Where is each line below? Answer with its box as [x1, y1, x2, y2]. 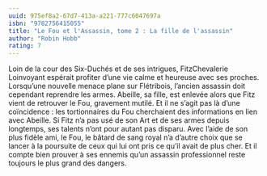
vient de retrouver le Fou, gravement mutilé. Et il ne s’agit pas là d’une [8, 98, 240, 108]
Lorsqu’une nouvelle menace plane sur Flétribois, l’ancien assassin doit [8, 82, 245, 91]
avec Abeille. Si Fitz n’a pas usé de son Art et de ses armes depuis [8, 115, 230, 125]
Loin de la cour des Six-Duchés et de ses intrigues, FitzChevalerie [8, 64, 229, 73]
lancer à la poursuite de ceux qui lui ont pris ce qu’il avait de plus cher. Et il [8, 141, 257, 151]
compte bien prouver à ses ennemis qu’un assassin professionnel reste [8, 150, 246, 160]
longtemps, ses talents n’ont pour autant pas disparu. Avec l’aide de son [8, 124, 248, 134]
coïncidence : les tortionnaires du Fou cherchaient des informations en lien [8, 107, 258, 117]
